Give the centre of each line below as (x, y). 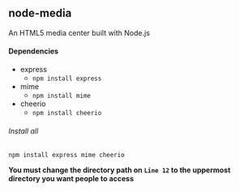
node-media (40, 13)
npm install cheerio (67, 113)
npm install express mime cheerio (67, 155)
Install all (23, 131)
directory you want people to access (71, 179)
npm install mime (62, 96)
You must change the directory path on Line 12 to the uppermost (119, 170)
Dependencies (34, 51)
